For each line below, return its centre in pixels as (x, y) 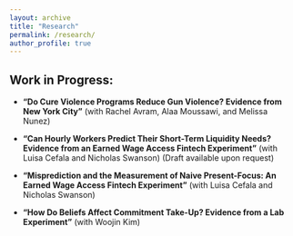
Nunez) (36, 121)
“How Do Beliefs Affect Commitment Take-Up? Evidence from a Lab (153, 212)
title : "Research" (44, 26)
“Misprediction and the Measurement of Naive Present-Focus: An (149, 176)
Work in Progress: (61, 79)
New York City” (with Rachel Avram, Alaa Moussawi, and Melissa (145, 112)
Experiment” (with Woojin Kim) (81, 222)
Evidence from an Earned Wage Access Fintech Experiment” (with (150, 148)
